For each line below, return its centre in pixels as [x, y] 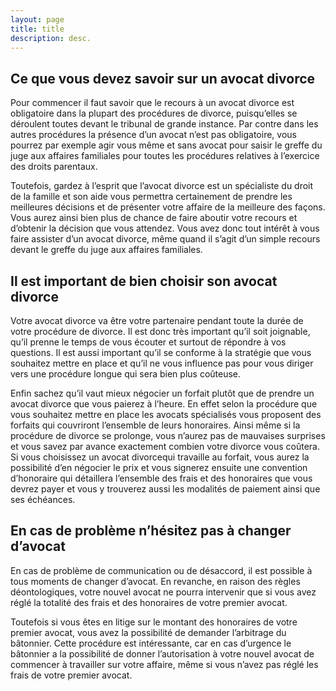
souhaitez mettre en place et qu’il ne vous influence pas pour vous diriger [162, 363]
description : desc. [51, 38]
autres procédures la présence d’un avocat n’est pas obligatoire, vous [153, 135]
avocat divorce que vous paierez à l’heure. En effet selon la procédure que [164, 404]
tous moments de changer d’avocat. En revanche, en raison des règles [155, 581]
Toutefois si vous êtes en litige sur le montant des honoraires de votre [154, 622]
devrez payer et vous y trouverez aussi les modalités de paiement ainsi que [165, 489]
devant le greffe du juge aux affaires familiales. [106, 250]
